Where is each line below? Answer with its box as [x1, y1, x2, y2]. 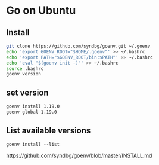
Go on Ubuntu [6, 4, 76, 17]
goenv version [6, 71, 42, 77]
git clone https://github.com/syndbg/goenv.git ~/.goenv [6, 43, 151, 49]
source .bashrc [6, 65, 44, 72]
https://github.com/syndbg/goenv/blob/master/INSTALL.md [6, 152, 152, 159]
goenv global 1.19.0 [6, 109, 58, 115]
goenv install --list [6, 141, 60, 147]
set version [6, 87, 49, 97]
